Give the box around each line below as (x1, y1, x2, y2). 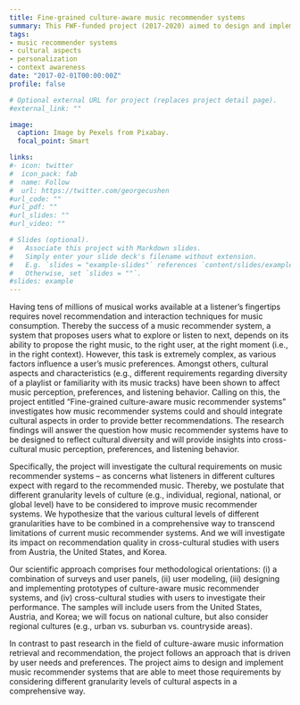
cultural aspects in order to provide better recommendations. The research (9, 415, 284, 426)
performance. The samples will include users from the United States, (9, 602, 262, 613)
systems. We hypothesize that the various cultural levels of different (9, 508, 260, 519)
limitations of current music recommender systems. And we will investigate (9, 528, 286, 539)
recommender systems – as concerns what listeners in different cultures (9, 471, 275, 482)
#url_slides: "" (9, 211, 70, 220)
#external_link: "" (9, 104, 82, 113)
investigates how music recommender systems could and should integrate (9, 406, 283, 416)
